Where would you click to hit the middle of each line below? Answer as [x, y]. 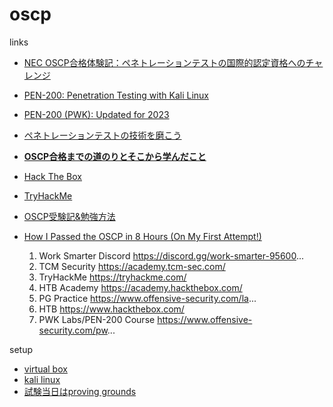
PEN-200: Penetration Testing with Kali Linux [116, 95]
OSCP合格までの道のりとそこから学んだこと [115, 156]
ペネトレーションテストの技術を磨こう [102, 135]
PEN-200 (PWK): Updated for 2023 [96, 114]
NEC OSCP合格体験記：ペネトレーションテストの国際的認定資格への [164, 62]
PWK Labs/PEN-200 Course [97, 319]
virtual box [45, 369]
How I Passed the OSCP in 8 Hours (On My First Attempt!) [142, 236]
